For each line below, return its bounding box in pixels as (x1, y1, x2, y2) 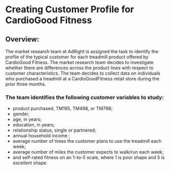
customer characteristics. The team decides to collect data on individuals (5, 70, 161, 76)
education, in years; (12, 122, 55, 128)
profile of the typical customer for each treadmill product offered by (5, 54, 149, 60)
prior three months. (5, 81, 46, 87)
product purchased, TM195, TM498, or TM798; (12, 105, 113, 112)
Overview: (5, 35, 40, 44)
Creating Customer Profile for (5, 4, 135, 15)
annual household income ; (12, 133, 70, 139)
